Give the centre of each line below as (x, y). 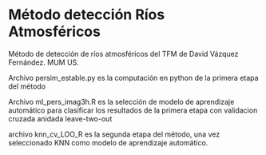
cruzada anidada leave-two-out (60, 118)
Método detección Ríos (87, 15)
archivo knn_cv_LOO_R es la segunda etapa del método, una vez (114, 134)
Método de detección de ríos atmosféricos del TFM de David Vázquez (123, 54)
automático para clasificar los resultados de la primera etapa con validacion (133, 110)
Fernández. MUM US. (44, 62)
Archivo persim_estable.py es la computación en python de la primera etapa (133, 77)
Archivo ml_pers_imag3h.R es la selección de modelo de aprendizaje (121, 101)
